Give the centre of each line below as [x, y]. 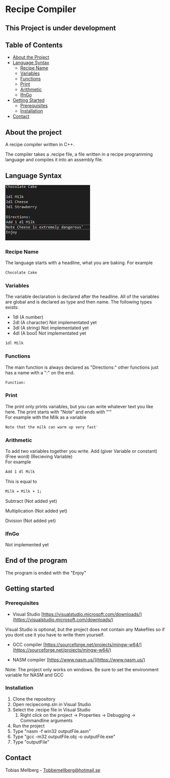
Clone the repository [34, 699]
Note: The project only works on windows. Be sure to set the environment [82, 669]
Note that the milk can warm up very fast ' [52, 427]
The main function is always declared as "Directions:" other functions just [82, 367]
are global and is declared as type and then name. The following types [79, 302]
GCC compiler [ [29, 644]
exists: [12, 308]
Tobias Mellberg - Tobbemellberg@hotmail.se [53, 770]
